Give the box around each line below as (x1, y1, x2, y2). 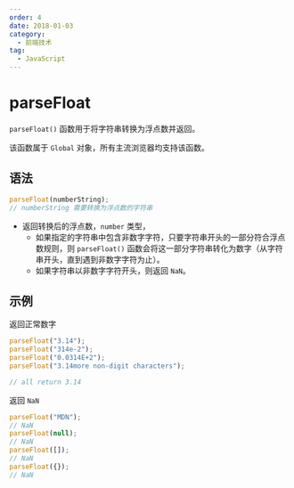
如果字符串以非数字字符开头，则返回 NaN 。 (35, 264, 192, 276)
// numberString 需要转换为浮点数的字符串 (9, 203, 153, 212)
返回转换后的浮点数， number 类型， (21, 220, 151, 232)
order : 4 (9, 12, 42, 22)
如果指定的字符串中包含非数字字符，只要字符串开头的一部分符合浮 (35, 232, 278, 242)
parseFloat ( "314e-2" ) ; (9, 345, 94, 354)
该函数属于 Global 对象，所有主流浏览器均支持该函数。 (9, 142, 209, 152)
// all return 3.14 (9, 378, 82, 386)
